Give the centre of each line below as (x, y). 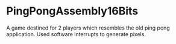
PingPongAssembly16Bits (72, 11)
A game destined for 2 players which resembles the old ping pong (88, 28)
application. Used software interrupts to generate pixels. (76, 34)
